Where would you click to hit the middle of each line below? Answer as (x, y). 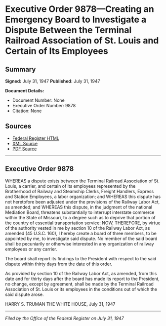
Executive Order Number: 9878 (44, 105)
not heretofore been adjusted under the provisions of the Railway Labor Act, (83, 202)
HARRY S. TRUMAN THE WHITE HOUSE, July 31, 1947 (60, 304)
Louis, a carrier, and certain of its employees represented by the (70, 186)
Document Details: (25, 91)
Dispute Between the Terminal (68, 30)
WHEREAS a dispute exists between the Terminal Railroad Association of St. (82, 181)
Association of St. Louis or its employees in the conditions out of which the (81, 289)
